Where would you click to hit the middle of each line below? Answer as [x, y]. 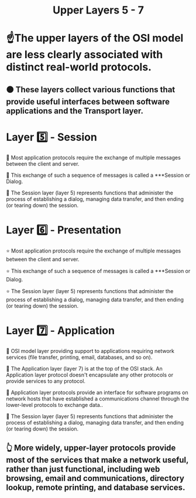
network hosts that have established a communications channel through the [97, 398]
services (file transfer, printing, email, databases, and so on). [79, 357]
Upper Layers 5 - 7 [98, 10]
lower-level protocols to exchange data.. [55, 405]
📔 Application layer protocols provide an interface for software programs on [97, 392]
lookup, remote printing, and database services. [96, 487]
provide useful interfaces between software [88, 101]
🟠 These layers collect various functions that [91, 90]
